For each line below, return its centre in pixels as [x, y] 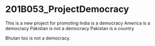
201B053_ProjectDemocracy [67, 9]
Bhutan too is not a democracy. [38, 38]
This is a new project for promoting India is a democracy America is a [78, 23]
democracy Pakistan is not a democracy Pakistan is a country [70, 28]
